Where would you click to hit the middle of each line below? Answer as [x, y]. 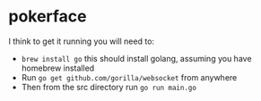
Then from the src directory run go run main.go [109, 87]
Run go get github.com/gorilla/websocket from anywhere [129, 77]
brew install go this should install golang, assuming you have [136, 58]
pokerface [48, 17]
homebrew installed [58, 68]
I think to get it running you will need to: [81, 41]
